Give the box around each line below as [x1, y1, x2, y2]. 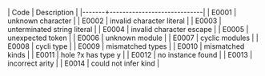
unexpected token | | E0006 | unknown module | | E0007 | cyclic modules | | [7, 33, 259, 42]
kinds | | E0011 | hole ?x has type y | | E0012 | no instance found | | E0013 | [7, 50, 253, 59]
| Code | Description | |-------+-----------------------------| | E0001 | [7, 8, 237, 17]
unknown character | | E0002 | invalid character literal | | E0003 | [7, 16, 222, 26]
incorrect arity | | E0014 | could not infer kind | [7, 58, 160, 68]
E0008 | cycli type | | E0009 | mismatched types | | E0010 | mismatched [7, 42, 245, 51]
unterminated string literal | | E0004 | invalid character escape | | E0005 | [7, 25, 249, 34]
